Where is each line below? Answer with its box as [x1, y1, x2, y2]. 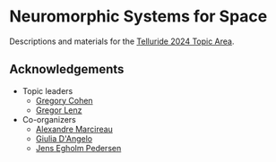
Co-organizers [22, 114, 76, 124]
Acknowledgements [9, 62, 125, 77]
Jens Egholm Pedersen [35, 142, 122, 153]
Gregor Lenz [35, 105, 82, 115]
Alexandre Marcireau [35, 124, 114, 134]
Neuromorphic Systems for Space [9, 6, 268, 27]
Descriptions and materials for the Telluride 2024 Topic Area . [9, 36, 235, 47]
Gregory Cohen [35, 95, 93, 106]
